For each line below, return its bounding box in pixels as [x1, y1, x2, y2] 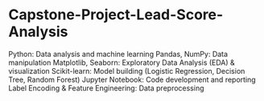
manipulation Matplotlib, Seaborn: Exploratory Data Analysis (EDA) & [8, 58, 235, 67]
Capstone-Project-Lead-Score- [8, 6, 224, 24]
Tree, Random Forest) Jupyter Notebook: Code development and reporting [8, 75, 256, 84]
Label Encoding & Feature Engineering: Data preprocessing [8, 83, 204, 93]
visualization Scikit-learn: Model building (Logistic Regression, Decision [8, 66, 245, 75]
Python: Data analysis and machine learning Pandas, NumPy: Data [8, 49, 228, 59]
